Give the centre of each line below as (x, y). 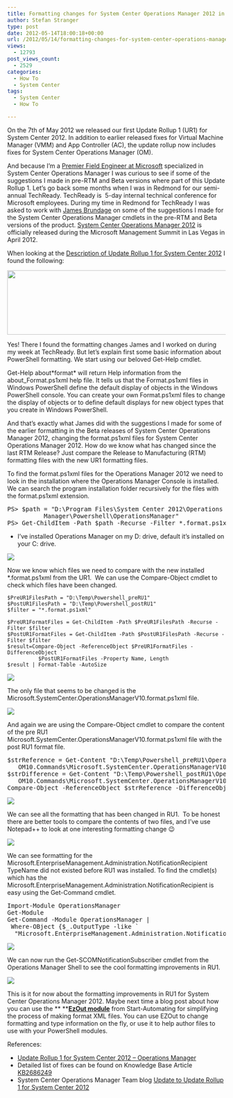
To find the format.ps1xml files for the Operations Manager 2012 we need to (115, 473)
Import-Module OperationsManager (64, 906)
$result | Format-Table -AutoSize (57, 665)
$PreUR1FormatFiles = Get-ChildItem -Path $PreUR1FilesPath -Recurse (110, 622)
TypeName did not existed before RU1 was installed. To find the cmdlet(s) (112, 870)
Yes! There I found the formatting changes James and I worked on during (112, 344)
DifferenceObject (32, 652)
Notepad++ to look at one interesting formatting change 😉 (91, 829)
